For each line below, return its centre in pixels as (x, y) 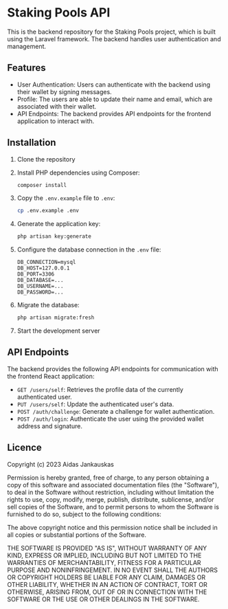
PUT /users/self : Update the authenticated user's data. (95, 404)
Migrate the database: (48, 305)
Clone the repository (46, 159)
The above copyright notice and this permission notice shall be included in (112, 527)
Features (26, 68)
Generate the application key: (59, 224)
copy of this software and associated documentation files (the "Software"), (113, 485)
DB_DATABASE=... (40, 280)
